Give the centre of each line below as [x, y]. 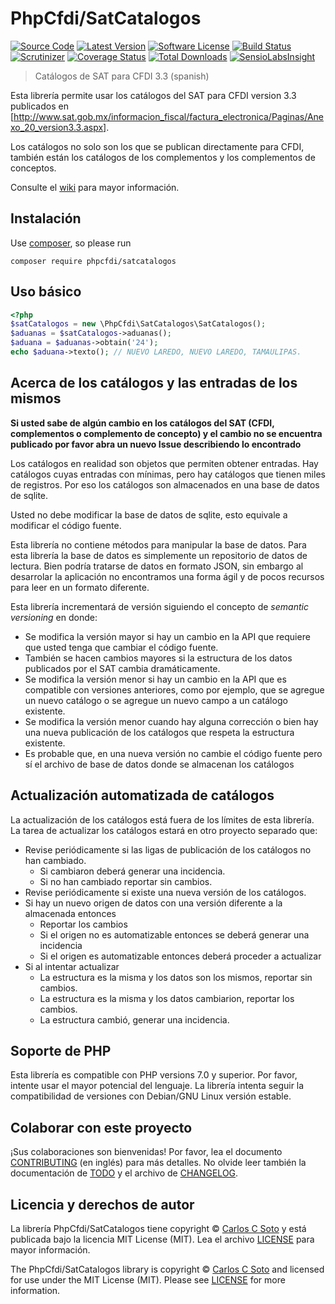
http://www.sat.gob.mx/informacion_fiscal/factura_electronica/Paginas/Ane [169, 116]
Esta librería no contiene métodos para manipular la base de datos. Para [158, 544]
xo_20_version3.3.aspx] [58, 127]
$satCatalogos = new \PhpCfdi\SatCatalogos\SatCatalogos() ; [138, 324]
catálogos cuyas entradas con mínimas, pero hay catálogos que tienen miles [168, 474]
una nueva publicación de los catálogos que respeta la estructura [159, 732]
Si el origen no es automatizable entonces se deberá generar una [174, 934]
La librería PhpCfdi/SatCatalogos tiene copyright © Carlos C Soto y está [158, 1228]
